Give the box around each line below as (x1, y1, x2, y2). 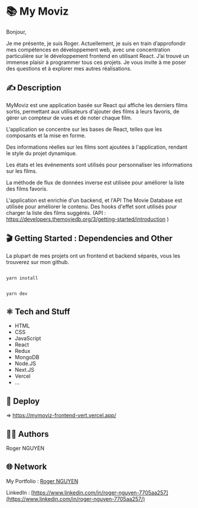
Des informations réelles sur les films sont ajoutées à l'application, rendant (6, 143, 188, 150)
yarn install (6, 275, 38, 281)
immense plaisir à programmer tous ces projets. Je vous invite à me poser (6, 59, 186, 66)
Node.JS (14, 360, 37, 367)
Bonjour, (6, 28, 27, 36)
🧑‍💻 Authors (6, 429, 49, 439)
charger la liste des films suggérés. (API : (6, 209, 106, 216)
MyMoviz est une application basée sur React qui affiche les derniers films (6, 101, 188, 108)
